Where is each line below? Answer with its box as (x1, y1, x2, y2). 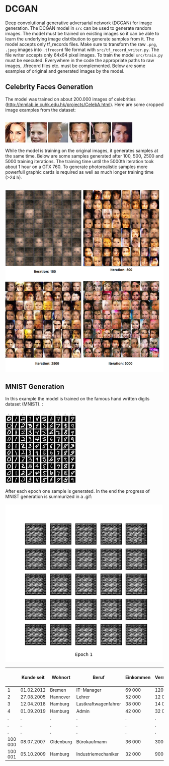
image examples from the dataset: (5, 107, 76, 113)
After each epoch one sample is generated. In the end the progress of (5, 488, 150, 494)
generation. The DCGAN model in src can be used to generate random (5, 25, 152, 31)
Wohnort (51, 674, 70, 680)
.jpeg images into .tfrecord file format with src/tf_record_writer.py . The (5, 46, 159, 53)
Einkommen (125, 674, 151, 680)
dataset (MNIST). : (5, 401, 44, 407)
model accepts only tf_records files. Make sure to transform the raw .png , (5, 41, 157, 47)
